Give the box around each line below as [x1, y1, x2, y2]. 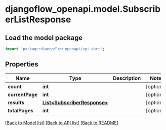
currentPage [7, 91, 38, 98]
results [7, 99, 25, 106]
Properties [5, 60, 39, 68]
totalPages [7, 107, 34, 114]
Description [113, 75, 141, 82]
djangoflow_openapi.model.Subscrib [5, 3, 161, 15]
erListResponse [5, 14, 71, 25]
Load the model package [5, 33, 83, 42]
